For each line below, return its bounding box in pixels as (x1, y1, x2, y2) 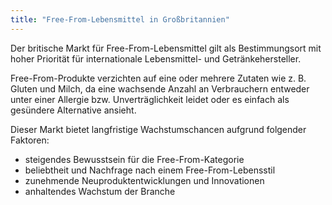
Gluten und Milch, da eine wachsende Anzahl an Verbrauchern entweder (10, 82, 310, 95)
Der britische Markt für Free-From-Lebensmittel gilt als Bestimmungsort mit (10, 42, 322, 54)
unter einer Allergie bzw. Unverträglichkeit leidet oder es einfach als (10, 93, 290, 105)
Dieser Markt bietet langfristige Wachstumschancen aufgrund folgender (10, 123, 307, 135)
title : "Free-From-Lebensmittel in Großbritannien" (10, 14, 230, 25)
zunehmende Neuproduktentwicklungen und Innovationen (24, 174, 265, 186)
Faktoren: (10, 134, 50, 146)
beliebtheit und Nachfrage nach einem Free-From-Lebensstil (24, 164, 276, 176)
